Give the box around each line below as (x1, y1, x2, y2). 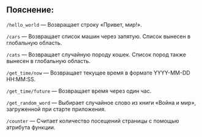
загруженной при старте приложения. (6, 105, 106, 113)
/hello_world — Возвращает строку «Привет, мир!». (6, 21, 142, 28)
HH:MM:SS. (6, 75, 36, 82)
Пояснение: (6, 5, 54, 15)
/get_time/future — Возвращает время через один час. (6, 87, 151, 95)
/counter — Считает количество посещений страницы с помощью (6, 117, 179, 124)
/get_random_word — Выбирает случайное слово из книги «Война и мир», (6, 99, 197, 106)
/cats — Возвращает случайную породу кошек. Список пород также (6, 51, 186, 58)
